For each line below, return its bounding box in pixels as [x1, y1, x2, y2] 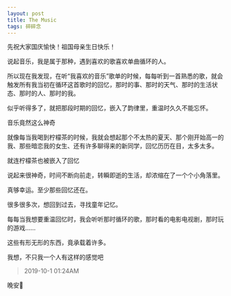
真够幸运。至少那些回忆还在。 [7, 186, 91, 194]
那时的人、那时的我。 [19, 89, 80, 97]
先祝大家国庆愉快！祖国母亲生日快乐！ [7, 43, 115, 51]
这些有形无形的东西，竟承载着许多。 [7, 239, 110, 247]
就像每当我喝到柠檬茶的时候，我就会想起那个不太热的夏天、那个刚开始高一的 [7, 133, 224, 141]
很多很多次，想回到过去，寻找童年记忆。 [7, 201, 122, 209]
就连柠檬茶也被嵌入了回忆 [7, 157, 80, 165]
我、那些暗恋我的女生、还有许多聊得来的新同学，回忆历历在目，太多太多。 [7, 142, 218, 150]
